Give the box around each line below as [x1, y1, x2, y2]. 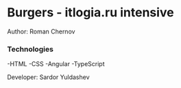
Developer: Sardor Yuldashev [7, 73, 90, 81]
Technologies [7, 44, 53, 54]
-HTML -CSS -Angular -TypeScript [7, 60, 105, 68]
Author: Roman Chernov [7, 27, 75, 35]
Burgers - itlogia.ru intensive [7, 5, 174, 20]
